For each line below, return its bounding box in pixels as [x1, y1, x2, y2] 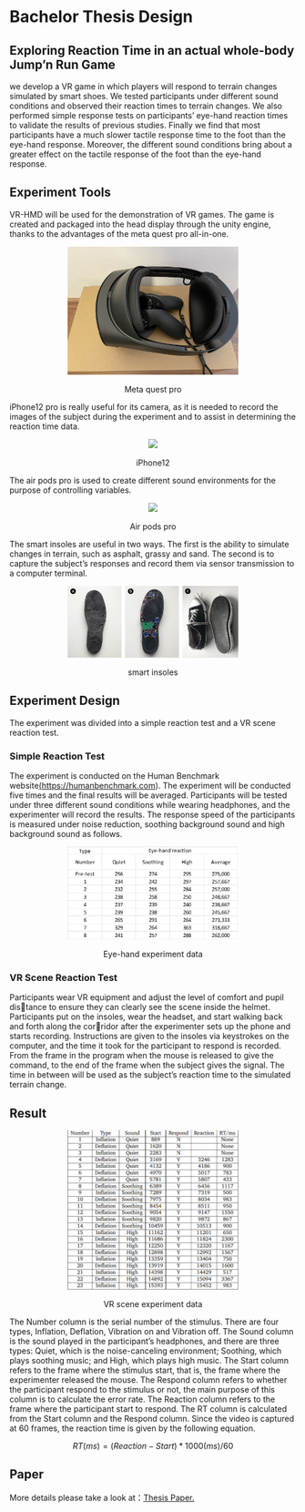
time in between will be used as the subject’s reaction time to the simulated [9, 1069, 291, 1080]
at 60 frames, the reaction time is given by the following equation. [9, 1423, 256, 1434]
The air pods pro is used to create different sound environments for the [9, 475, 276, 485]
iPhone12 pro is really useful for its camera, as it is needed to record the [9, 401, 279, 412]
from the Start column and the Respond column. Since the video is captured [9, 1413, 295, 1424]
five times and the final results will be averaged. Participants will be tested [9, 790, 288, 801]
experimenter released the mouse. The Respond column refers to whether [9, 1374, 288, 1385]
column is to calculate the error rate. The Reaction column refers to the [9, 1394, 276, 1405]
